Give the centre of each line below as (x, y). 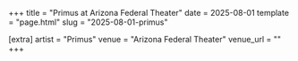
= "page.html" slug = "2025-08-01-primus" (88, 22)
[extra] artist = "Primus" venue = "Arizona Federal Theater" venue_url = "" (145, 39)
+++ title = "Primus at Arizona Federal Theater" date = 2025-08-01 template (149, 13)
